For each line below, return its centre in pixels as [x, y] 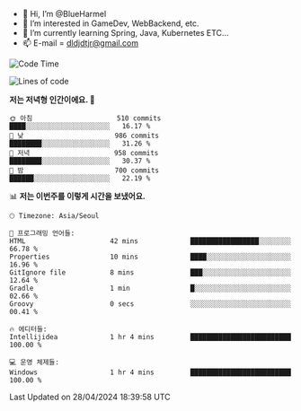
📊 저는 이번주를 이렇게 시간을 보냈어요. [78, 196]
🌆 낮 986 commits [84, 136]
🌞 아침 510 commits [85, 118]
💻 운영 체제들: [35, 363]
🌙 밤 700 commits [84, 171]
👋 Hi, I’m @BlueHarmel [64, 14]
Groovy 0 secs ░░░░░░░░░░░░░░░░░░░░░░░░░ [150, 304]
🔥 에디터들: [28, 329]
